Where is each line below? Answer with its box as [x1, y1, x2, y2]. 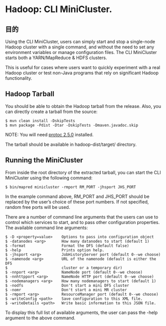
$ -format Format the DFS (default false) [5, 243, 129, 248]
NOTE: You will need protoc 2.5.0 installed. [5, 131, 94, 137]
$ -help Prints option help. [5, 247, 105, 253]
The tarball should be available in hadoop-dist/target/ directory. [5, 141, 137, 147]
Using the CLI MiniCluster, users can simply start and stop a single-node [5, 39, 155, 44]
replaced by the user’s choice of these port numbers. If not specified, [5, 198, 149, 205]
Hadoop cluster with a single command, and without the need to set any [5, 44, 154, 50]
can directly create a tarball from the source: [5, 108, 98, 115]
